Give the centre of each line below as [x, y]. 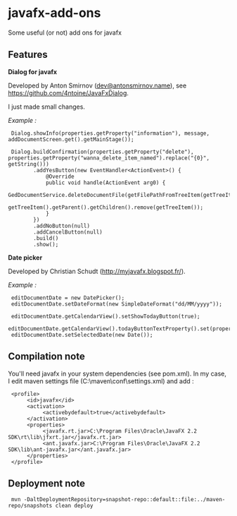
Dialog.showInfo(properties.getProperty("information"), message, [110, 133]
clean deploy [74, 506]
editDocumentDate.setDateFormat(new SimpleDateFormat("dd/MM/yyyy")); [116, 304]
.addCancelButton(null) [68, 232]
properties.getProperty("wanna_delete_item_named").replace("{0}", [109, 158]
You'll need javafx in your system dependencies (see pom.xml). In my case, [117, 373]
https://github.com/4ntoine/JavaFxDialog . [69, 92]
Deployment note [47, 483]
